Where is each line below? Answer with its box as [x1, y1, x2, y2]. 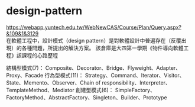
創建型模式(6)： [76, 86, 114, 93]
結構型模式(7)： [6, 64, 44, 72]
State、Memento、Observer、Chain [6, 79, 95, 86]
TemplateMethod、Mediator [6, 86, 75, 93]
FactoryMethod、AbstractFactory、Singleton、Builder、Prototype [6, 93, 167, 101]
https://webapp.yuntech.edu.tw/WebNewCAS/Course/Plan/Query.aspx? [6, 24, 182, 31]
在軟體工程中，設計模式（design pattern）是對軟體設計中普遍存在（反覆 [6, 37, 181, 44]
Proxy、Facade [6, 72, 44, 79]
